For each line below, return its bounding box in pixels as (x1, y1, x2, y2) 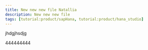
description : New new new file (5, 12, 70, 17)
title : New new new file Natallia (5, 7, 77, 12)
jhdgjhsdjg (5, 30, 27, 36)
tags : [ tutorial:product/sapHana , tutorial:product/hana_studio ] (5, 16, 144, 21)
